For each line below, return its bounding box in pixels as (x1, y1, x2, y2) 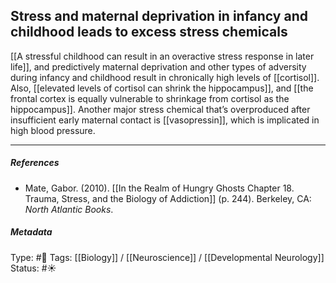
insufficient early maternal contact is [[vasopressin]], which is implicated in (10, 114, 320, 126)
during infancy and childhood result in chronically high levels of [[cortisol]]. (10, 71, 320, 83)
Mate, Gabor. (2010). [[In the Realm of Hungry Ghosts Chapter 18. (24, 182, 295, 194)
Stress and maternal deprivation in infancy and (10, 8, 308, 25)
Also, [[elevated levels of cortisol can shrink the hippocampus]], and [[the (10, 82, 314, 94)
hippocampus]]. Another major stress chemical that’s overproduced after (10, 103, 311, 115)
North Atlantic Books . (24, 203, 114, 215)
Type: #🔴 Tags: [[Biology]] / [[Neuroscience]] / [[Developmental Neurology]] (10, 251, 325, 263)
